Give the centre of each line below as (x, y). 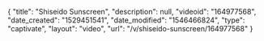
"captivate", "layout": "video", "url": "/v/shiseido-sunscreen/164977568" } (130, 29)
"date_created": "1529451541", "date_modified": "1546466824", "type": (126, 20)
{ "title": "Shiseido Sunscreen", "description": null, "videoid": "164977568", (132, 12)
